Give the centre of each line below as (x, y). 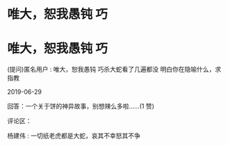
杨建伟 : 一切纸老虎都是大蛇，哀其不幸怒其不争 (74, 136)
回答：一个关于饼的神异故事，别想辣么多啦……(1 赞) (81, 106)
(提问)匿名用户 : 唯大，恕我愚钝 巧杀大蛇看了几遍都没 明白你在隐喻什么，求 (114, 70)
